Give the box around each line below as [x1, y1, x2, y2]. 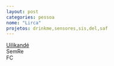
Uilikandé [6, 42, 30, 49]
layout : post [6, 8, 39, 15]
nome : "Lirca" [6, 20, 42, 26]
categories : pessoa [6, 14, 55, 20]
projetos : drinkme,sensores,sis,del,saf [6, 25, 109, 32]
